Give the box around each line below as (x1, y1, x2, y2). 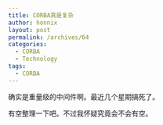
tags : (8, 62, 26, 70)
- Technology (15, 55, 58, 63)
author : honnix (8, 19, 58, 27)
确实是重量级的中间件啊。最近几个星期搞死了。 (8, 91, 159, 102)
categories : (8, 41, 47, 48)
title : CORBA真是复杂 (8, 11, 74, 20)
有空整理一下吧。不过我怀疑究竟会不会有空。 (8, 109, 153, 118)
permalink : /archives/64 (8, 33, 89, 41)
